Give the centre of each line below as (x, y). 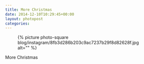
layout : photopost (24, 19)
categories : (17, 23)
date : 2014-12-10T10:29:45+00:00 (40, 14)
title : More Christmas (29, 10)
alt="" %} (27, 48)
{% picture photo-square (43, 37)
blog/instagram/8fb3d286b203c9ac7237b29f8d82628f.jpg (78, 43)
